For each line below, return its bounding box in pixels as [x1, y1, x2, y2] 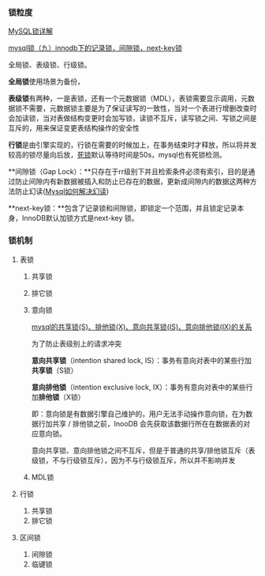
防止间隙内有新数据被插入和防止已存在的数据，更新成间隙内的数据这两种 [14, 176, 250, 187]
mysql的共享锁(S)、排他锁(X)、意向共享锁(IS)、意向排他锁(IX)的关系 [31, 322, 252, 332]
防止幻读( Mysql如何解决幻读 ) [14, 187, 110, 196]
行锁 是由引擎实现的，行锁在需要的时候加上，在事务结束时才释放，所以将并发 [8, 140, 257, 150]
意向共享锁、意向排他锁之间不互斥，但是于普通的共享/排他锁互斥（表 [31, 445, 256, 455]
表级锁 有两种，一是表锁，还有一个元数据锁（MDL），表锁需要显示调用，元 [8, 93, 248, 104]
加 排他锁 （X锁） [31, 392, 85, 401]
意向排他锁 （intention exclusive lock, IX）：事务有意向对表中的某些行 [31, 382, 253, 392]
